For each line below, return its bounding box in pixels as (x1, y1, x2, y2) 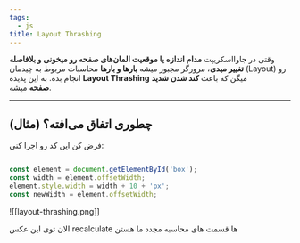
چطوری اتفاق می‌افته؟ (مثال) (9, 117, 153, 132)
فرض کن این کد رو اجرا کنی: (9, 140, 104, 151)
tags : (9, 12, 29, 22)
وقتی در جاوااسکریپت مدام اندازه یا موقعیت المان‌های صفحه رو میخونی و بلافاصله (9, 54, 275, 65)
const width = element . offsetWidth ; (9, 174, 146, 182)
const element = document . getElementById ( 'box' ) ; (9, 166, 198, 174)
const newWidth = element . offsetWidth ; (9, 190, 158, 198)
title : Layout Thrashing (9, 29, 102, 38)
